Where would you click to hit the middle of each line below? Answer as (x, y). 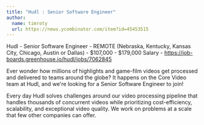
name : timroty (30, 23)
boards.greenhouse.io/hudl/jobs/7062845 (59, 59)
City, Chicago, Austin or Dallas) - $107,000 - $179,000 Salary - (85, 53)
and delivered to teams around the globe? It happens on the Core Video (97, 77)
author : (16, 18)
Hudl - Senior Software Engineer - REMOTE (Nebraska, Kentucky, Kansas (99, 46)
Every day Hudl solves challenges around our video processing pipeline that (102, 96)
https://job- (178, 53)
